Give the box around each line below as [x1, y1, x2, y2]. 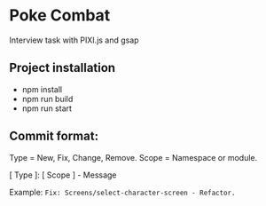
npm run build [21, 93, 74, 104]
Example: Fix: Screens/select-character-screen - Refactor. [9, 186, 236, 197]
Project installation [9, 60, 116, 75]
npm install [21, 83, 63, 94]
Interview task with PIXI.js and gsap [9, 35, 139, 45]
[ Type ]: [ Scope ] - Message [9, 170, 117, 180]
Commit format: [9, 129, 99, 144]
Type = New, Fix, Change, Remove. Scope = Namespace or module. [9, 152, 258, 162]
